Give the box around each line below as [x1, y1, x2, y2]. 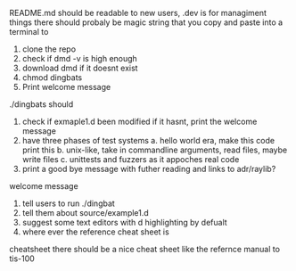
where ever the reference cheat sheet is [21, 226, 169, 237]
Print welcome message [21, 82, 111, 92]
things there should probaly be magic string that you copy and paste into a [9, 17, 284, 28]
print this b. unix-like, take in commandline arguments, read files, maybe [21, 144, 288, 155]
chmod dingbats [21, 72, 83, 83]
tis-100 [9, 253, 36, 264]
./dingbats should [9, 99, 74, 110]
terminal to [9, 27, 49, 37]
